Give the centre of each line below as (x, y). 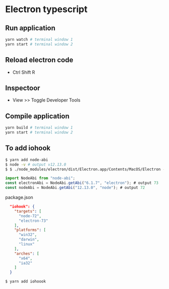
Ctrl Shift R (24, 72)
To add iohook (28, 148)
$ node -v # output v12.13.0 (36, 164)
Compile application (37, 116)
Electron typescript (47, 9)
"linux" (27, 244)
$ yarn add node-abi (27, 160)
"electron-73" (33, 221)
